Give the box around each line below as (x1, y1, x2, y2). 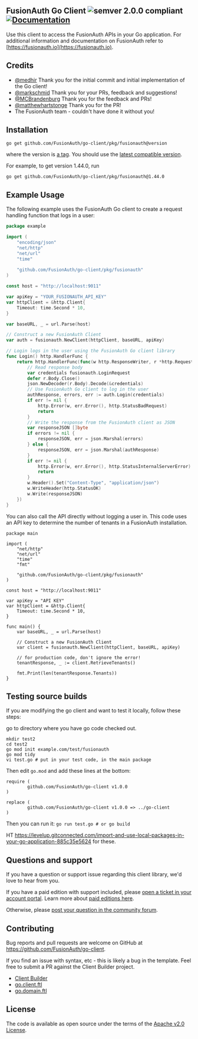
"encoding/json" (16, 240, 57, 246)
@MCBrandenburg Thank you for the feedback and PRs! (14, 95, 152, 102)
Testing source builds (6, 691, 87, 701)
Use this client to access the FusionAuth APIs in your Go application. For (6, 31, 181, 38)
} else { (27, 441, 49, 447)
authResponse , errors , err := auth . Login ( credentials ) (27, 392, 165, 398)
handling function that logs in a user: (6, 212, 95, 219)
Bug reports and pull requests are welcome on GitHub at (6, 939, 143, 946)
